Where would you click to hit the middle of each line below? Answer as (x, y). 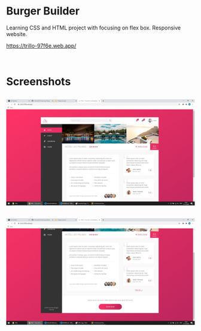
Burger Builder (43, 11)
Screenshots (39, 82)
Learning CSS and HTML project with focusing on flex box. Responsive (94, 28)
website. (17, 34)
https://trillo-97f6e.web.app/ (41, 46)
